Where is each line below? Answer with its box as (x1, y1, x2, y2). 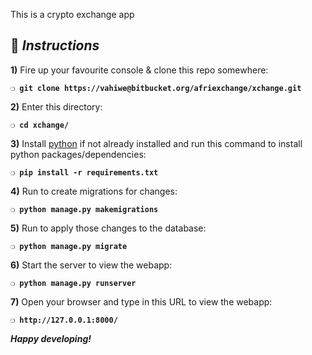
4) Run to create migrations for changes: (10, 185, 178, 197)
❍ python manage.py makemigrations (10, 204, 159, 214)
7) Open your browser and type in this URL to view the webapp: (10, 295, 273, 308)
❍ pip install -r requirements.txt (10, 167, 159, 178)
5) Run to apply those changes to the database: (10, 222, 207, 234)
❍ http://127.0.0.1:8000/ (10, 315, 118, 325)
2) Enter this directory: (10, 100, 103, 113)
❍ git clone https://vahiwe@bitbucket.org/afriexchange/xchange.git (10, 83, 302, 93)
